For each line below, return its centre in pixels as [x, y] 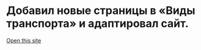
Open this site [24, 40]
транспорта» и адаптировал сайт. [98, 23]
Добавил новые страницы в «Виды [101, 11]
